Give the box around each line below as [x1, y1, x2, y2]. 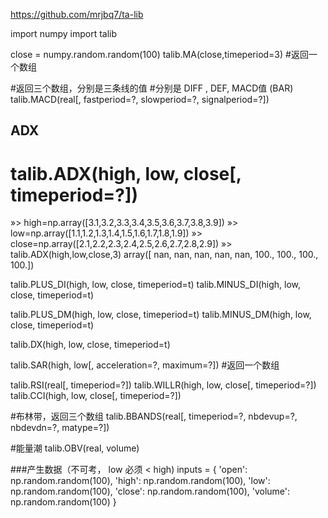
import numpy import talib [10, 28, 118, 39]
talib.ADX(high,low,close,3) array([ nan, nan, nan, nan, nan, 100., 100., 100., [10, 249, 319, 261]
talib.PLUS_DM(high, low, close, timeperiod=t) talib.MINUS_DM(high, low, [10, 309, 312, 321]
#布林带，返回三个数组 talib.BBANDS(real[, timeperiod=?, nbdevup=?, [10, 410, 298, 423]
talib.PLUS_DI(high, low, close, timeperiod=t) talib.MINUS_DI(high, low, [10, 279, 302, 291]
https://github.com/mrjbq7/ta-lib [10, 9, 144, 20]
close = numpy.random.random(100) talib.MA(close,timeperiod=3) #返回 [10, 49, 309, 60]
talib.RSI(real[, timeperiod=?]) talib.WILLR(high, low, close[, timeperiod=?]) [10, 379, 317, 391]
